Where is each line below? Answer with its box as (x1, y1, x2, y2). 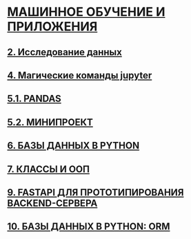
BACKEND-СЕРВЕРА (7, 197, 98, 209)
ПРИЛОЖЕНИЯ (7, 19, 98, 34)
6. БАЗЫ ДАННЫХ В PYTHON (7, 140, 140, 152)
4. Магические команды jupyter (7, 70, 152, 81)
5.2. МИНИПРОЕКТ (7, 116, 93, 128)
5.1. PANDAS (7, 93, 62, 105)
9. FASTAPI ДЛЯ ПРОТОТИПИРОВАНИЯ (7, 187, 184, 198)
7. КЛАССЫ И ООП (7, 163, 90, 175)
